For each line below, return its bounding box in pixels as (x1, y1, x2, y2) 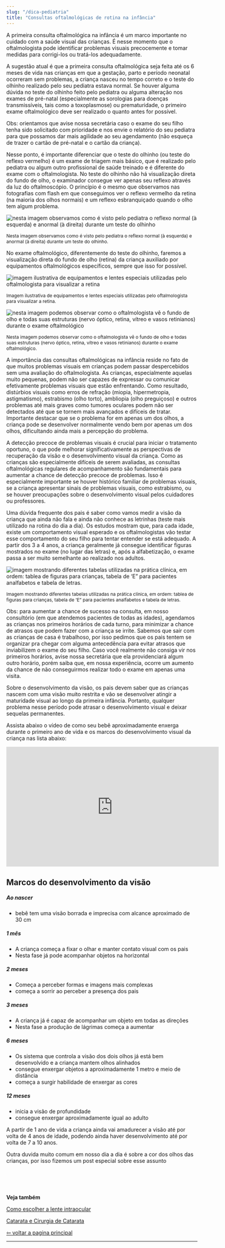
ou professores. (6, 497, 46, 504)
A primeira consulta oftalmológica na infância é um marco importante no (6, 31, 187, 38)
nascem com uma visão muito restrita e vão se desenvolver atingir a (6, 690, 177, 697)
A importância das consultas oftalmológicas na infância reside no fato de (6, 356, 189, 363)
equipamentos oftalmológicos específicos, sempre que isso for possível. (6, 262, 187, 270)
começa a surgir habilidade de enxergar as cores (15, 1078, 138, 1086)
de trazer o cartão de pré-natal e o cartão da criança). (6, 139, 141, 146)
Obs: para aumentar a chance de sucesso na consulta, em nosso (6, 607, 169, 615)
